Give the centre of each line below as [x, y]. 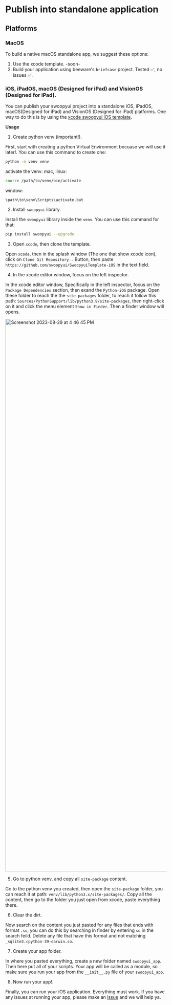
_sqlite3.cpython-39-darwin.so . [39, 941]
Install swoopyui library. [37, 209]
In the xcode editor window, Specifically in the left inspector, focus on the [83, 285]
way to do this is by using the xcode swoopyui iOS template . [69, 117]
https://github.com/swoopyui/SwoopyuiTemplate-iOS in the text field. [77, 265]
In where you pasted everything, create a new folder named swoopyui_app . [83, 961]
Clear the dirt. [27, 915]
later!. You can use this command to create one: [56, 152]
